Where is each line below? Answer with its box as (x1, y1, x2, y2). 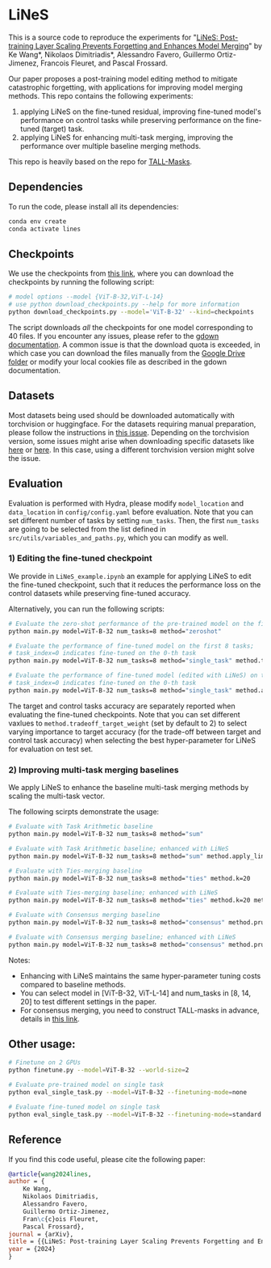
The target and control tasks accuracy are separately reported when (8, 701, 236, 711)
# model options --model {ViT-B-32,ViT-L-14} (8, 293, 164, 301)
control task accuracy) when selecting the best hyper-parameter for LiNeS (8, 735, 256, 745)
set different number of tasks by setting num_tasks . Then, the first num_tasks (8, 515, 260, 525)
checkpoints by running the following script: (8, 277, 155, 287)
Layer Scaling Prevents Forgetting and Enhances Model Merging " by (35, 40, 263, 50)
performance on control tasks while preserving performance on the (19, 115, 244, 125)
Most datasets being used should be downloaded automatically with (8, 410, 236, 420)
